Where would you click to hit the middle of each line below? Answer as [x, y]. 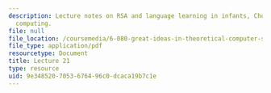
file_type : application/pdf [56, 46]
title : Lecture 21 [39, 61]
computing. [34, 23]
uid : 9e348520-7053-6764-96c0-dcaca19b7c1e [83, 76]
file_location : [34, 38]
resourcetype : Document [48, 53]
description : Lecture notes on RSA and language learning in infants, [129, 16]
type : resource [34, 69]
